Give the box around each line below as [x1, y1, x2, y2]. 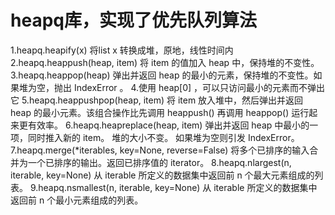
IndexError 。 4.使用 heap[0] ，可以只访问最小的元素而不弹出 [73, 81, 326, 93]
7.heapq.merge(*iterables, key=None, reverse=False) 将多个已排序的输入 [10, 144, 310, 156]
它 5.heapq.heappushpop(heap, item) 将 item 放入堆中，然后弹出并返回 [10, 94, 304, 106]
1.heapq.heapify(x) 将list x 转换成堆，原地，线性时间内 [10, 44, 234, 56]
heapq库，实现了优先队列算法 [10, 9, 257, 32]
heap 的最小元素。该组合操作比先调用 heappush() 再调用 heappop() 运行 [10, 106, 310, 118]
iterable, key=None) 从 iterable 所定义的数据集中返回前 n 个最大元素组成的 [10, 169, 315, 181]
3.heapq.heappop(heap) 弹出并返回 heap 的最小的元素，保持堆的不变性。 [10, 69, 314, 81]
